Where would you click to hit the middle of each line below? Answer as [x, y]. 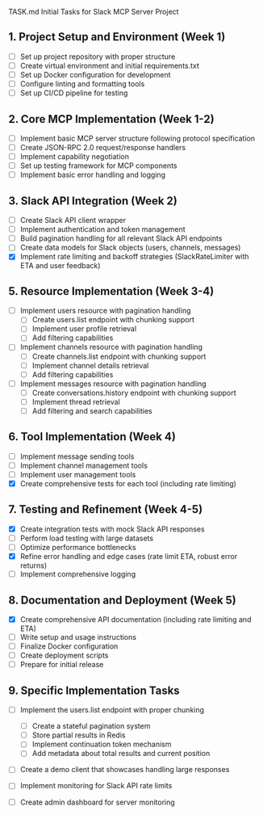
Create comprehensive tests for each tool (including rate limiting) [128, 483]
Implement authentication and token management [102, 229]
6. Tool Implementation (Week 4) [92, 437]
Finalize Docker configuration [69, 646]
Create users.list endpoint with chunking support [113, 320]
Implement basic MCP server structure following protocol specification [138, 138]
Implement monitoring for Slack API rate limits [96, 786]
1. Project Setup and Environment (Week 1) [117, 37]
